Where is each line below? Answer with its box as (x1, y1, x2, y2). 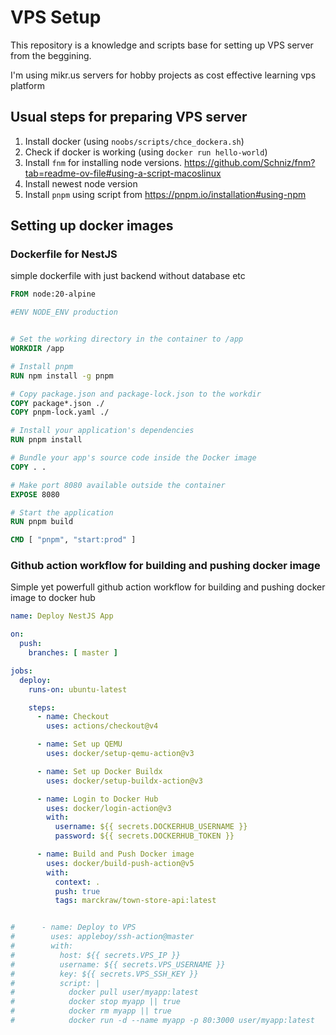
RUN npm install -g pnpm (10, 371, 114, 381)
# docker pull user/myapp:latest (10, 987, 199, 998)
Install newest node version (24, 177, 138, 190)
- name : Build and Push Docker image (36, 849, 195, 860)
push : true (54, 886, 101, 896)
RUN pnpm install (10, 435, 83, 445)
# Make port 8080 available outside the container (10, 480, 226, 490)
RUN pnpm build (10, 517, 74, 527)
